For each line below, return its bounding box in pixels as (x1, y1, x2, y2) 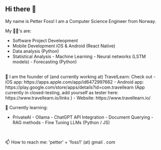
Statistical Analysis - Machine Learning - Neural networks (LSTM (12, 53, 146, 59)
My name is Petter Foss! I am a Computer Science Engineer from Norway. (5, 18, 157, 24)
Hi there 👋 (5, 5, 36, 13)
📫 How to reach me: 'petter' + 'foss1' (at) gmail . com (5, 139, 116, 145)
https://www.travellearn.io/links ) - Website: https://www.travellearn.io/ (5, 95, 151, 101)
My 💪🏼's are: (5, 28, 31, 34)
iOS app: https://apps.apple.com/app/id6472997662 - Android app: (5, 79, 144, 85)
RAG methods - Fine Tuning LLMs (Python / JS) (12, 119, 110, 125)
